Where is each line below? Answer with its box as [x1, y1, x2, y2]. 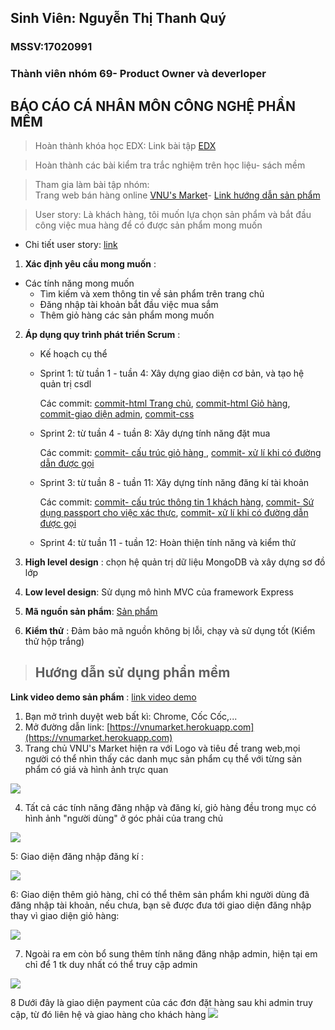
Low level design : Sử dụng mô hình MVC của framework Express [24, 586, 295, 598]
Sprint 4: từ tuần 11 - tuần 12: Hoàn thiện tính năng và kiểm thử [39, 537, 297, 549]
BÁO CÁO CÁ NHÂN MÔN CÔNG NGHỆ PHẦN [10, 97, 297, 115]
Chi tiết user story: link [24, 239, 118, 251]
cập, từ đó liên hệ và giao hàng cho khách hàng [10, 1008, 207, 1020]
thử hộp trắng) [24, 636, 85, 648]
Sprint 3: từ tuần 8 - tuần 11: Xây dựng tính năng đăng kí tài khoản [39, 477, 310, 489]
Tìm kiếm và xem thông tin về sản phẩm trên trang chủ [39, 288, 265, 300]
